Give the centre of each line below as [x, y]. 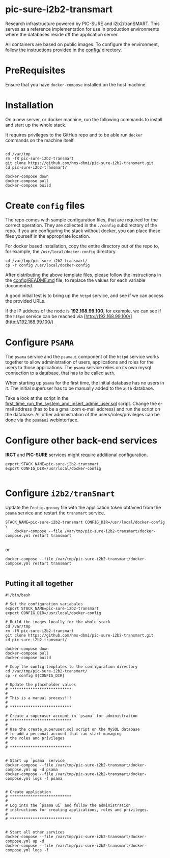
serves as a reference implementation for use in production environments [82, 29]
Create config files [45, 206]
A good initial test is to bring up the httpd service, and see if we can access [84, 296]
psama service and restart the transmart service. [55, 513]
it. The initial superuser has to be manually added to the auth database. [80, 388]
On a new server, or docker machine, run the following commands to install [84, 119]
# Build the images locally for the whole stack [58, 622]
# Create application [28, 792]
